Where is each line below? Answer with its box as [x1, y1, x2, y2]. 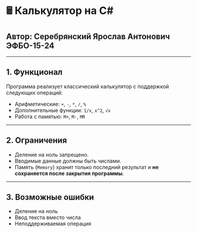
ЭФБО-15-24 [6, 40, 55, 50]
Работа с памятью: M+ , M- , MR [14, 113, 86, 120]
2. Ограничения [6, 136, 67, 146]
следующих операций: [6, 89, 63, 96]
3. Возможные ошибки [6, 193, 94, 202]
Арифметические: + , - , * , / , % [14, 100, 86, 107]
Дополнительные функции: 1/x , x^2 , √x [14, 106, 111, 114]
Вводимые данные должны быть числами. [14, 157, 121, 164]
